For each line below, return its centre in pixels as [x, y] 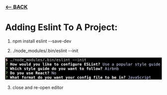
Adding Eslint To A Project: [61, 27]
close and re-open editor [38, 87]
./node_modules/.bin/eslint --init [45, 50]
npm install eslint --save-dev [42, 41]
